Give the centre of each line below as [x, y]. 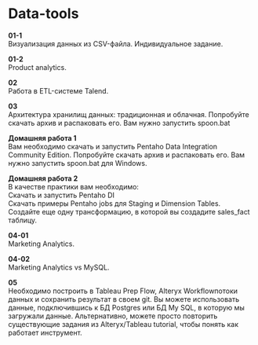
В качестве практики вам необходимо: [74, 186]
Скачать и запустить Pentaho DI [62, 195]
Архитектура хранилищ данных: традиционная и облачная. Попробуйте [129, 114]
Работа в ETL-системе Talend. [58, 90]
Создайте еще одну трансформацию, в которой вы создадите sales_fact [129, 211]
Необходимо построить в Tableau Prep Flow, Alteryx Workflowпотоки [123, 291]
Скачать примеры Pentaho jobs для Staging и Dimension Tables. [114, 203]
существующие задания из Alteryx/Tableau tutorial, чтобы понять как [124, 324]
